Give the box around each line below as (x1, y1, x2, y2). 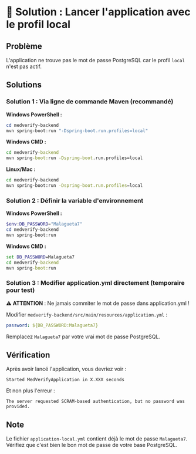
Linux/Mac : (6, 166, 36, 173)
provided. (6, 403, 31, 410)
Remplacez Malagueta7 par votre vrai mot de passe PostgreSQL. (6, 333, 160, 340)
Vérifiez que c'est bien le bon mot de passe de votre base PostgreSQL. (6, 442, 178, 449)
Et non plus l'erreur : (6, 387, 56, 394)
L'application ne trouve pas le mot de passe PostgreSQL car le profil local (6, 57, 185, 63)
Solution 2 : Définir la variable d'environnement (6, 196, 144, 204)
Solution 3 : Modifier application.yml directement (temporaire (6, 279, 185, 287)
